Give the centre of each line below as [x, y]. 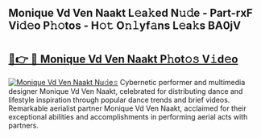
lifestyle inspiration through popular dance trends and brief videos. [119, 100]
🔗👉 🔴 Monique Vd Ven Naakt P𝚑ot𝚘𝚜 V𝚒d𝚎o [123, 59]
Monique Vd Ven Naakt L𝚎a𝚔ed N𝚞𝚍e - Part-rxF [131, 13]
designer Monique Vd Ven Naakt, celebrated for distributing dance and [126, 91]
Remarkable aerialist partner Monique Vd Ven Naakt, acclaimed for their [128, 108]
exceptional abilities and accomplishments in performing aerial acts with [128, 117]
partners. [23, 125]
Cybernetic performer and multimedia [182, 82]
